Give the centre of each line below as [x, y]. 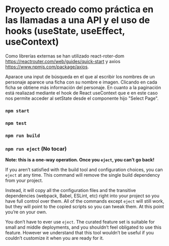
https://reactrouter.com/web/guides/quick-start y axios [63, 61]
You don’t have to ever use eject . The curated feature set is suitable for [80, 222]
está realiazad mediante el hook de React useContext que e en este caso [82, 93]
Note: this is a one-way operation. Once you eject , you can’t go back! [80, 160]
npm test [16, 123]
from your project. [24, 180]
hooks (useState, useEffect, [65, 31]
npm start [17, 111]
